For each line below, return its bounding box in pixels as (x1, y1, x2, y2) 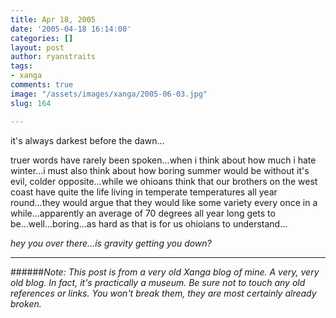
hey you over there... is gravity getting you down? (10, 237, 212, 249)
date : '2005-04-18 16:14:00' (10, 24, 132, 34)
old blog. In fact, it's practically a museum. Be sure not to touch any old (10, 276, 306, 288)
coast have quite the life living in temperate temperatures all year (10, 186, 278, 198)
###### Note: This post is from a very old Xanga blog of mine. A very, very (10, 266, 320, 278)
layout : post (10, 42, 65, 53)
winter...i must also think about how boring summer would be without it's (10, 164, 310, 176)
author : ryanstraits (10, 52, 97, 62)
